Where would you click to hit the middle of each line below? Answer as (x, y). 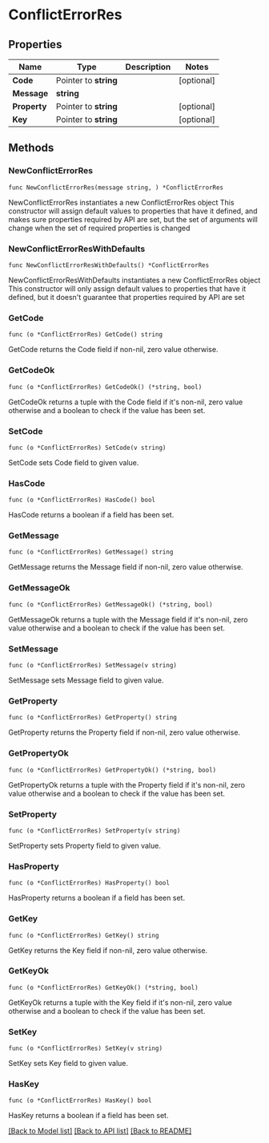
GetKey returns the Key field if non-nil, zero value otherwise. (108, 950)
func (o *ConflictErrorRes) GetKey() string (84, 935)
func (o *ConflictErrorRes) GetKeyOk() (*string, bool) (103, 987)
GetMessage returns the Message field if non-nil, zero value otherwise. (126, 567)
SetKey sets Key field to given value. (68, 1064)
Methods (31, 148)
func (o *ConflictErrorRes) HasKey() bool (80, 1100)
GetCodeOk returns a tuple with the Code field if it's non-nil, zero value (126, 402)
